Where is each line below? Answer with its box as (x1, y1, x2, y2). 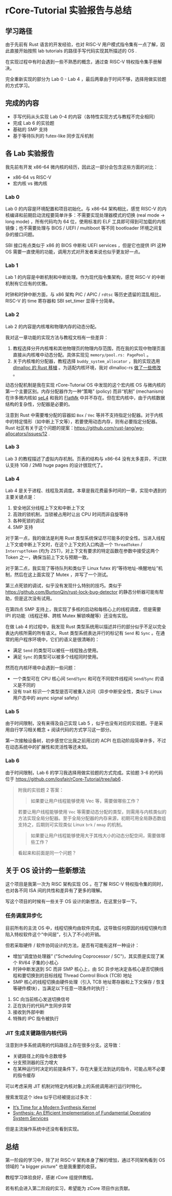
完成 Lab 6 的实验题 (12, 120, 55, 126)
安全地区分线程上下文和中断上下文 (12, 505, 85, 511)
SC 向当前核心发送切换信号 (12, 996, 70, 1002)
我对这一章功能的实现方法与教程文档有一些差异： (5, 334, 109, 340)
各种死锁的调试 (12, 518, 45, 524)
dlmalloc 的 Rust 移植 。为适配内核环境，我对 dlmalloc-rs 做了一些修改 (12, 364, 161, 370)
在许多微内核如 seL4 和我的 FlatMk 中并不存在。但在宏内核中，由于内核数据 (5, 394, 165, 401)
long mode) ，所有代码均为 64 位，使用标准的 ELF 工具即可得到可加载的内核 (5, 218, 166, 224)
